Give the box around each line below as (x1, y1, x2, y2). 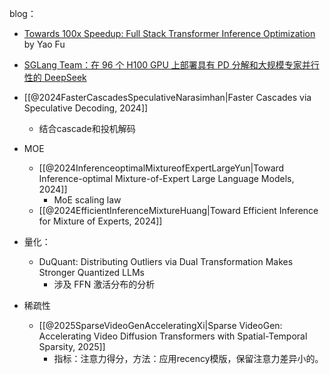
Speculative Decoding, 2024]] (23, 102, 149, 114)
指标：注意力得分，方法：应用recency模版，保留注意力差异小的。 (53, 353, 324, 364)
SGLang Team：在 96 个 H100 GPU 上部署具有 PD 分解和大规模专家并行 (23, 59, 320, 71)
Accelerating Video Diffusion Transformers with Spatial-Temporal (38, 330, 308, 342)
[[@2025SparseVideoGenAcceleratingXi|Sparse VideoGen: (38, 320, 283, 331)
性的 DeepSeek (23, 72, 87, 83)
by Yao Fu (23, 38, 66, 50)
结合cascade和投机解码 (38, 123, 136, 134)
